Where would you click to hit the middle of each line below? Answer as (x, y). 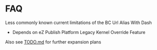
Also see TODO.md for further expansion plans (53, 42)
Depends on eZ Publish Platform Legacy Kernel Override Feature (79, 32)
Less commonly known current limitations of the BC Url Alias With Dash (78, 22)
